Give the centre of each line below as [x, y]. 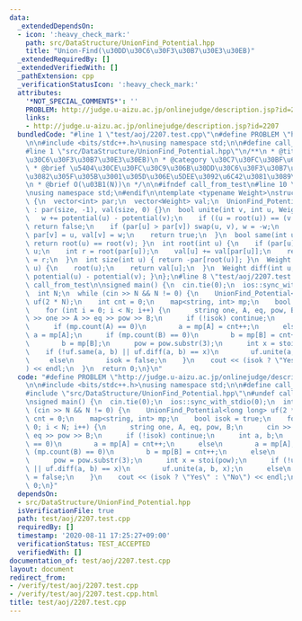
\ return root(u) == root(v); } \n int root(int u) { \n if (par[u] [160, 244]
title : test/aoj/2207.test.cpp [68, 603]
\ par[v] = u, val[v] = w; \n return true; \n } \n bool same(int [156, 235]
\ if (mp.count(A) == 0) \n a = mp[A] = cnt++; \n [142, 327]
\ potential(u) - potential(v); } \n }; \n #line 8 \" [122, 277]
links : [38, 118]
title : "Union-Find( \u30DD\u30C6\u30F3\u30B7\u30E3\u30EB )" [140, 51]
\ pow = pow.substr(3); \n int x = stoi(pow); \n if [152, 461]
